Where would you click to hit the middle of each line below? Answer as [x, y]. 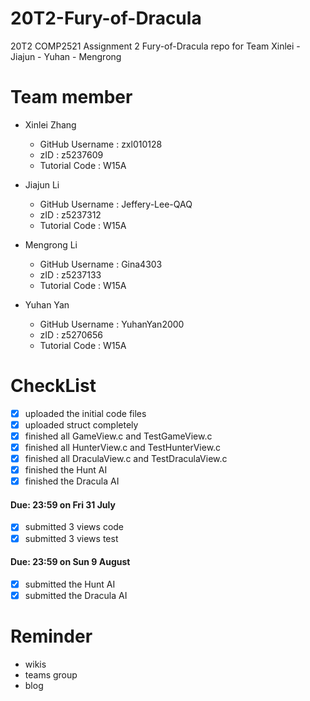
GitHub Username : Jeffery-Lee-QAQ [116, 204]
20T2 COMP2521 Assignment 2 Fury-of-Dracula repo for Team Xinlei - [155, 46]
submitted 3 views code [74, 527]
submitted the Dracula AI [76, 595]
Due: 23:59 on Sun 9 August [70, 562]
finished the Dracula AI [72, 481]
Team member [71, 97]
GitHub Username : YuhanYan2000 [112, 324]
